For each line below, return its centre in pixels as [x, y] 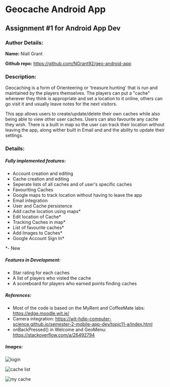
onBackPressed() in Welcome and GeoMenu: [59, 330]
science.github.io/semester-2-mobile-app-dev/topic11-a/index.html [82, 324]
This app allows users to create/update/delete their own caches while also [83, 114]
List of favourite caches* [38, 228]
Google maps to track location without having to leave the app [77, 195]
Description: [21, 76]
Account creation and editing [43, 173]
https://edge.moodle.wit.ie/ [41, 313]
